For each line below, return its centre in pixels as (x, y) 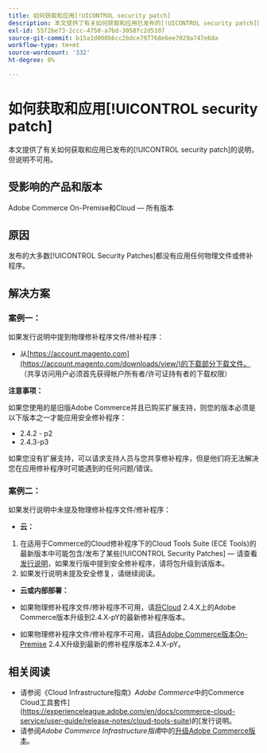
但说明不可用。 (33, 159)
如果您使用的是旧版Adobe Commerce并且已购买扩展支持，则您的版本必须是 (132, 408)
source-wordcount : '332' (49, 53)
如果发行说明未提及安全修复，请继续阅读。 (89, 574)
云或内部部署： (44, 590)
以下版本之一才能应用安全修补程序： (68, 418)
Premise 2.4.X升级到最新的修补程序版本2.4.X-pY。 (102, 644)
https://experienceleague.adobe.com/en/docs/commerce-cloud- (129, 712)
